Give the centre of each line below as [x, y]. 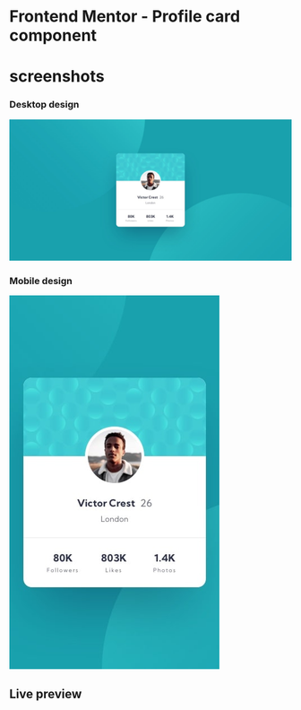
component [53, 35]
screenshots [57, 77]
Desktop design [44, 105]
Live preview [46, 694]
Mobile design [41, 281]
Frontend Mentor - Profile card [125, 17]
